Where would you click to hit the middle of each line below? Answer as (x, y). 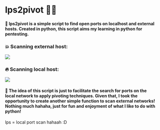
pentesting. (17, 34)
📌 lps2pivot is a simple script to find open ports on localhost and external (80, 23)
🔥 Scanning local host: (32, 69)
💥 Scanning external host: (36, 47)
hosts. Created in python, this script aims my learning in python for (74, 29)
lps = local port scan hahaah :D (36, 122)
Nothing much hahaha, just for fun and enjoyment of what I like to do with (80, 106)
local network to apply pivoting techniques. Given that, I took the (71, 96)
